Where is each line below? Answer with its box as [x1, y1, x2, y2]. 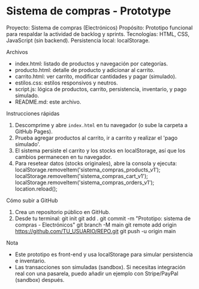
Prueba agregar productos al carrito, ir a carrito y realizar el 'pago [14, 134, 178, 142]
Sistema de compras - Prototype [6, 4, 171, 18]
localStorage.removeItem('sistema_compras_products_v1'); [14, 166, 161, 173]
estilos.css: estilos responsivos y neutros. [14, 79, 118, 86]
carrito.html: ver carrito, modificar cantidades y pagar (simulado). [14, 73, 177, 80]
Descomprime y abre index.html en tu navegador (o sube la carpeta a [14, 121, 188, 128]
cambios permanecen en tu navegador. [14, 153, 112, 160]
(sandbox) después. [14, 276, 65, 283]
